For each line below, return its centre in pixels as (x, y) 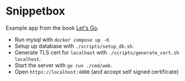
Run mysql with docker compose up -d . (62, 39)
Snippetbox (35, 11)
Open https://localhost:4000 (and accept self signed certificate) (96, 71)
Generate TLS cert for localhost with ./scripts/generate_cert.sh (97, 52)
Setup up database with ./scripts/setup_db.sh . (74, 46)
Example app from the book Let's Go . (52, 28)
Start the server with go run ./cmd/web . (63, 65)
